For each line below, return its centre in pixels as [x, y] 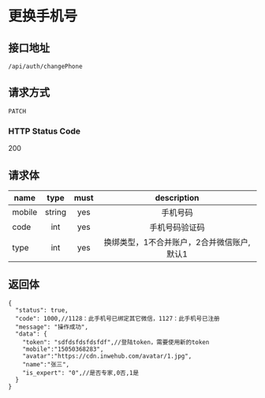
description [177, 197]
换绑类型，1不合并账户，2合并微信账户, [177, 242]
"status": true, [42, 310]
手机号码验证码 [177, 227]
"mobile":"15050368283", [63, 349]
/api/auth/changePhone [45, 66]
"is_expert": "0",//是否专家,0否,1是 [81, 373]
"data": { [31, 334]
